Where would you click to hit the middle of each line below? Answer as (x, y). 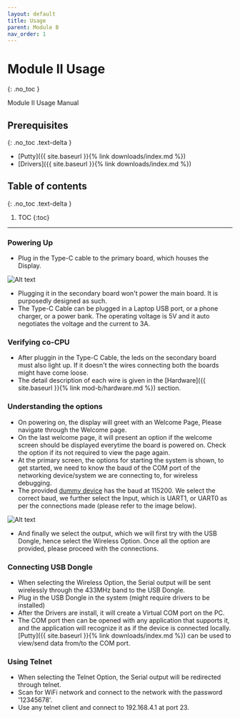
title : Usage (27, 21)
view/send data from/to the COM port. (74, 643)
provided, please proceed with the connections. (88, 548)
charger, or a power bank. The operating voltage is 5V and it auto (114, 316)
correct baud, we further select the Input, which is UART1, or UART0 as (122, 498)
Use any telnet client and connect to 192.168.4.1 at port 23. (103, 708)
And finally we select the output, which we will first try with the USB (117, 533)
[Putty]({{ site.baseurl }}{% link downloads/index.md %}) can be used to (124, 635)
